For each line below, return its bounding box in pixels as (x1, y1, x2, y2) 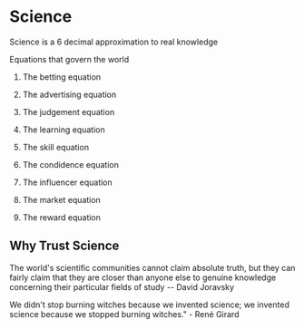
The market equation (22, 194, 102, 205)
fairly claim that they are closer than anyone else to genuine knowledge (9, 272, 277, 283)
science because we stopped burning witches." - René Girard (9, 308, 240, 319)
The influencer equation (22, 177, 113, 188)
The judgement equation (22, 106, 115, 117)
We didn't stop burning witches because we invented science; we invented (9, 299, 290, 310)
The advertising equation (22, 89, 117, 100)
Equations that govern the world (9, 53, 130, 64)
